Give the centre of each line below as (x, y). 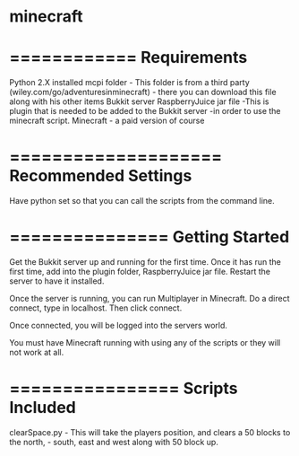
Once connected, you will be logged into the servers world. (119, 325)
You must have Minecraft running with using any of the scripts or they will (145, 342)
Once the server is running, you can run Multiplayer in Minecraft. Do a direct (149, 298)
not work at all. (37, 352)
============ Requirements (128, 58)
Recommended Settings (101, 176)
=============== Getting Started (149, 237)
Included (43, 408)
